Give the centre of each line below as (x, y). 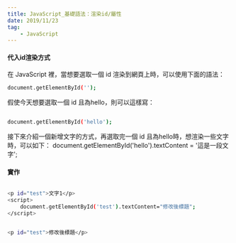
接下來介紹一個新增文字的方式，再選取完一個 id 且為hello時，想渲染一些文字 (118, 136)
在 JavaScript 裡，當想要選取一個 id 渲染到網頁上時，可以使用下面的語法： (116, 75)
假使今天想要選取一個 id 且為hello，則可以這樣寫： (81, 102)
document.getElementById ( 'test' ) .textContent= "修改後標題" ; (108, 207)
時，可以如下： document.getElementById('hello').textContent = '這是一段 (115, 146)
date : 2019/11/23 (33, 21)
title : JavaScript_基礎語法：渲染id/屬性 (64, 14)
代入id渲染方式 (29, 57)
